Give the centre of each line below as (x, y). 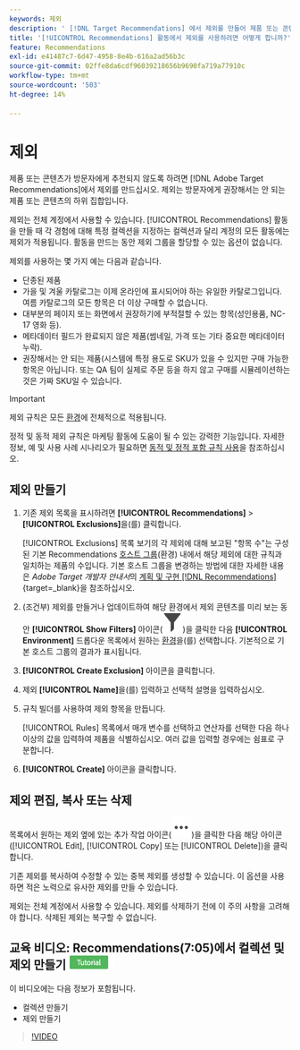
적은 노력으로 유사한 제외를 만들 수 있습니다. (102, 887)
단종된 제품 (42, 280)
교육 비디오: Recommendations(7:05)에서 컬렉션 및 (147, 948)
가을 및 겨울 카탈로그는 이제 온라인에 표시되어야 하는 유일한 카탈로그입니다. (152, 292)
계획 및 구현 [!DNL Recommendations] (208, 576)
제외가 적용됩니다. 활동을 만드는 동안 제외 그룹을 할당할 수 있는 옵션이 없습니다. (146, 243)
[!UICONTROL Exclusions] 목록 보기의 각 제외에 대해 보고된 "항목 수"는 (147, 543)
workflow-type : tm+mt (50, 76)
